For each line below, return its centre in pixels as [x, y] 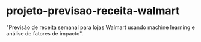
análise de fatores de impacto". [45, 33]
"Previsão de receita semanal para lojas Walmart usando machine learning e [101, 27]
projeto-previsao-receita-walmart [93, 11]
